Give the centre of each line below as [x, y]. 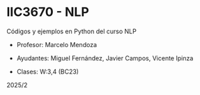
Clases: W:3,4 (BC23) [48, 71]
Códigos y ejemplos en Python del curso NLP [71, 31]
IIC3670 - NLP [48, 12]
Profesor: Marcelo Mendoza [56, 44]
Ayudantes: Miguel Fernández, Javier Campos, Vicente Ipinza [105, 58]
